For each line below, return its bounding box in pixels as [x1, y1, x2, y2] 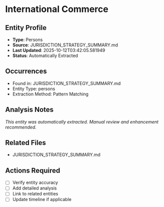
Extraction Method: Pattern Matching [12, 91, 89, 97]
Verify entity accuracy [12, 179, 58, 185]
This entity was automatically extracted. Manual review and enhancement [5, 118, 159, 124]
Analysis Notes [5, 105, 54, 114]
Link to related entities [12, 191, 58, 197]
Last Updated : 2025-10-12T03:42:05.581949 [12, 47, 105, 53]
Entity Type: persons [12, 85, 55, 91]
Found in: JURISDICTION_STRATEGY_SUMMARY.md [12, 80, 121, 86]
